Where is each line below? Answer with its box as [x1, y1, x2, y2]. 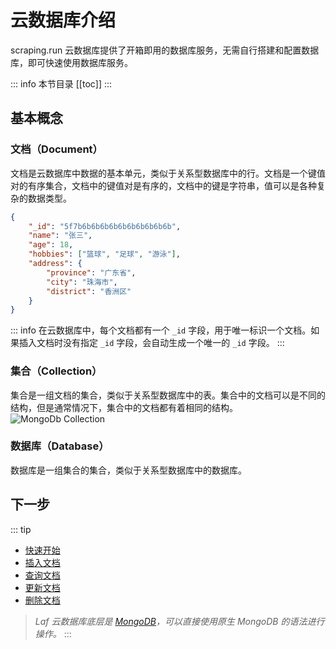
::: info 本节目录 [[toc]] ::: [10, 77, 113, 90]
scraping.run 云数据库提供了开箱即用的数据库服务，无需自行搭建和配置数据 [10, 44, 320, 56]
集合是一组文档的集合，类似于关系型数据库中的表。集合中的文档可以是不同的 [10, 389, 326, 401]
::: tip [10, 523, 32, 535]
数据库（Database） [10, 439, 110, 453]
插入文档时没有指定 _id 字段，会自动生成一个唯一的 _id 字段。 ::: [18, 337, 285, 349]
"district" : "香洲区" [46, 286, 132, 296]
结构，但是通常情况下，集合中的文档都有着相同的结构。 [10, 401, 238, 413]
